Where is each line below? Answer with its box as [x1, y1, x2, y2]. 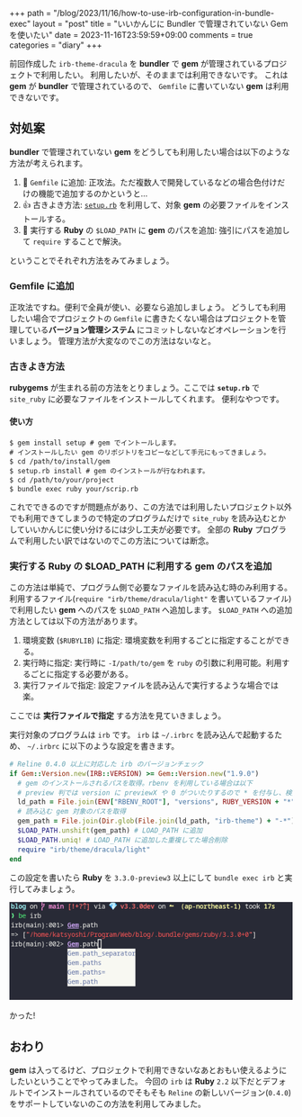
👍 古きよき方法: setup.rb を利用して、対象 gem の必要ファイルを [22, 199, 266, 210]
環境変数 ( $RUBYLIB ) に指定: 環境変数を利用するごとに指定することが [22, 635, 275, 645]
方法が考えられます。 [9, 158, 88, 168]
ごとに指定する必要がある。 [30, 668, 133, 679]
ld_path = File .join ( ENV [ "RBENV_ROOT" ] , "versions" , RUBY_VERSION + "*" [17, 797, 296, 806]
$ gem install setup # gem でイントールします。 [9, 438, 181, 447]
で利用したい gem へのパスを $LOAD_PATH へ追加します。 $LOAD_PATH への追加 [9, 604, 293, 615]
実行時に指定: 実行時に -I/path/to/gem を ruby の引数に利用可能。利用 [22, 657, 282, 668]
